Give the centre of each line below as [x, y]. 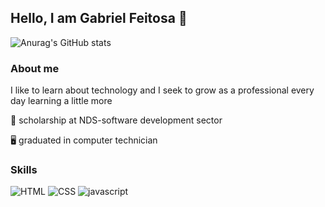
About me [35, 68]
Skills [24, 170]
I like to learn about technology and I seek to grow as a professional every [162, 90]
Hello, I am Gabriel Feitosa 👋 [99, 18]
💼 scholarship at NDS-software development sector [116, 120]
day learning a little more [61, 101]
